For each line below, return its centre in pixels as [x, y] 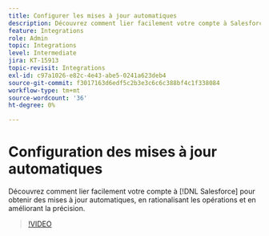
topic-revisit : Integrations [57, 68]
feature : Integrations [46, 31]
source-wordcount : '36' [48, 98]
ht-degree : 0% [32, 105]
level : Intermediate [43, 53]
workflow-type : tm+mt [44, 90]
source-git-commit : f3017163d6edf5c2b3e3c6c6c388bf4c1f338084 [114, 83]
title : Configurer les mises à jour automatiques [93, 16]
